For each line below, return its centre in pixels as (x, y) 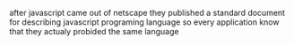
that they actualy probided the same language (94, 31)
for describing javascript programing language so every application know (144, 22)
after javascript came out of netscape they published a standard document (147, 13)
